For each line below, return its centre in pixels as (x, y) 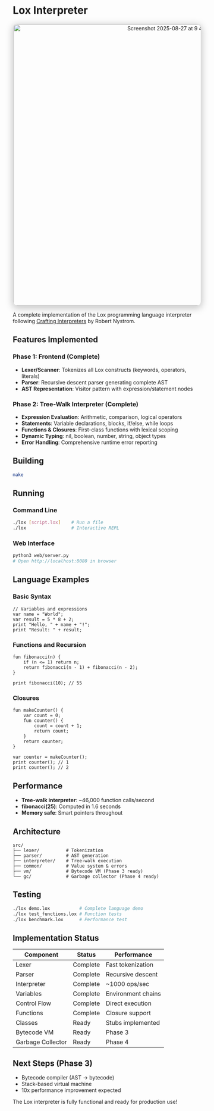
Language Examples (51, 580)
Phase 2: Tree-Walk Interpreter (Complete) (75, 404)
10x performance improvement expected (71, 1090)
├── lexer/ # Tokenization (58, 850)
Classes (27, 1023)
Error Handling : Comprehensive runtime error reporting (89, 442)
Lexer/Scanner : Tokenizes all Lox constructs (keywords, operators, (104, 370)
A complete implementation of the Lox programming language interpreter (102, 314)
